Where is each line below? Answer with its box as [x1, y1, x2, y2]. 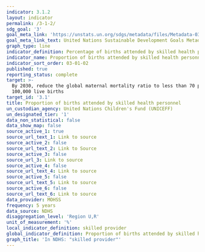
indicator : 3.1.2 [6, 9, 51, 15]
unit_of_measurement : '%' [6, 220, 72, 226]
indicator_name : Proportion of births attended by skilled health [6, 54, 179, 61]
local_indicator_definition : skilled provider [6, 225, 127, 231]
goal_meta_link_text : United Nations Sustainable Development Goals [6, 37, 184, 43]
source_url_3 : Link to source [6, 157, 84, 163]
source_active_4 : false [6, 163, 67, 169]
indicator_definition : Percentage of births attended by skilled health [6, 49, 195, 55]
